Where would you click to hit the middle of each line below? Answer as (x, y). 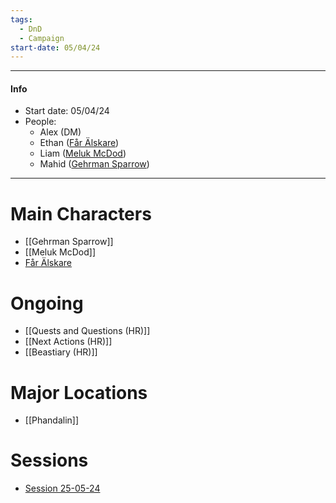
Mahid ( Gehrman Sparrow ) (94, 164)
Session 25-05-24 (62, 488)
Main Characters (81, 213)
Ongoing (47, 303)
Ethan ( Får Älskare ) (79, 143)
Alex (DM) (60, 132)
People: (40, 122)
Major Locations (79, 392)
